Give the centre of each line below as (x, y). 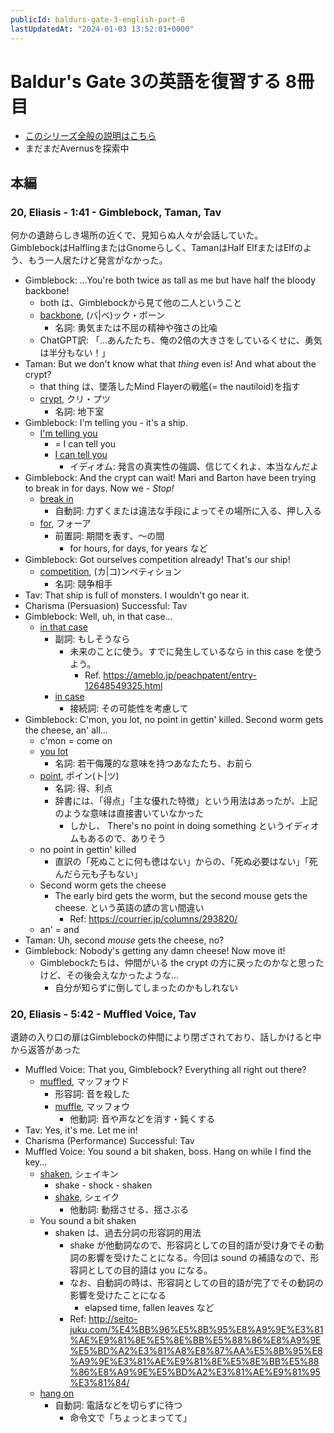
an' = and (59, 930)
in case (69, 697)
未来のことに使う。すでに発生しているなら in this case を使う (196, 652)
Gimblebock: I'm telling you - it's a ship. (106, 423)
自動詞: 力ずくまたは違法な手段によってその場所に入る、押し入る (188, 511)
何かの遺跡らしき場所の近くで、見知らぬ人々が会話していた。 (137, 235)
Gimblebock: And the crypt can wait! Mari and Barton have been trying (170, 478)
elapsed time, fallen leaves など (149, 1308)
